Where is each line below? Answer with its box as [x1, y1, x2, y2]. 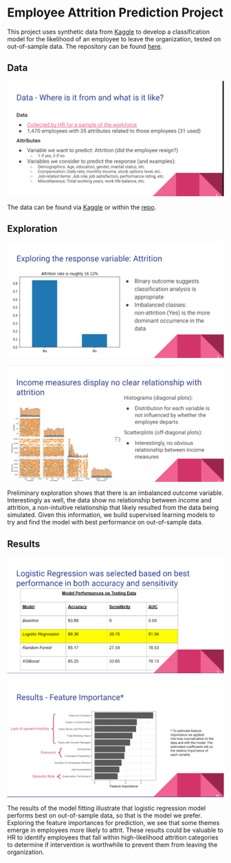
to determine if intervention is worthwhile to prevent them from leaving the [7, 841, 218, 849]
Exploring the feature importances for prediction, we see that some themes [7, 819, 220, 827]
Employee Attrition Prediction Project [7, 5, 223, 21]
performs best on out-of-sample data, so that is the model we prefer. [7, 811, 203, 820]
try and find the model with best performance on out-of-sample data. [7, 518, 203, 526]
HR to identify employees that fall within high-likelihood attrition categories [7, 833, 219, 842]
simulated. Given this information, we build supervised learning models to [7, 511, 215, 519]
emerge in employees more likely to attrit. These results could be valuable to [7, 826, 223, 834]
